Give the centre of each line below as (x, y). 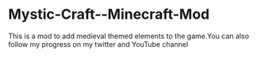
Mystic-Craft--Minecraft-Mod (109, 14)
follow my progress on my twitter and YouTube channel (98, 44)
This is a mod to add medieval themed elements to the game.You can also (129, 36)
